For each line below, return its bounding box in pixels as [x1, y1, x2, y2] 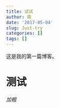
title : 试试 [6, 8, 33, 15]
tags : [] [6, 36, 27, 42]
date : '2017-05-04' [6, 19, 54, 25]
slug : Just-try [6, 25, 43, 31]
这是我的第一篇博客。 [6, 53, 57, 59]
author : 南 [6, 14, 32, 20]
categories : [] [6, 31, 43, 36]
